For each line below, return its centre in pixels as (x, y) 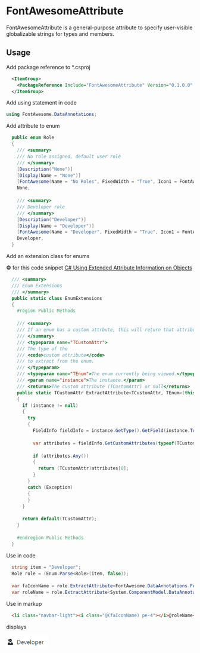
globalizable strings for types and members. (60, 33)
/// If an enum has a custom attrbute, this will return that (96, 330)
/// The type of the (42, 349)
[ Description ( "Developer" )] (51, 219)
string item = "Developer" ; (46, 567)
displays (16, 627)
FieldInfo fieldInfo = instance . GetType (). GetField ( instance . (111, 431)
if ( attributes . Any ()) (61, 456)
